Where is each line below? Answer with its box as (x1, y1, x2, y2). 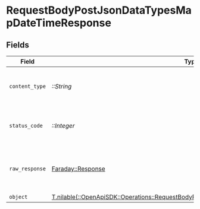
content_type (9, 83, 46, 90)
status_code (9, 122, 43, 129)
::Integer (51, 122, 75, 129)
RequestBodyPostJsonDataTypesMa (6, 4, 192, 17)
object (9, 194, 28, 200)
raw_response (9, 166, 46, 172)
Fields (6, 40, 30, 50)
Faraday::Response (51, 164, 105, 173)
